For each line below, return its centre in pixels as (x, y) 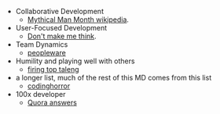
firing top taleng (53, 69)
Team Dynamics (42, 45)
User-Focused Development (61, 28)
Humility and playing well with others (75, 61)
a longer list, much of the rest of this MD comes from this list (114, 78)
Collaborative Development (60, 11)
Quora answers (52, 102)
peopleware (47, 53)
